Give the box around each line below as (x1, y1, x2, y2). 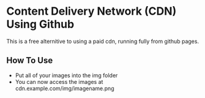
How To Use (6, 55, 53, 66)
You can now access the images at (15, 78, 103, 85)
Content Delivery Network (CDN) (6, 4, 177, 18)
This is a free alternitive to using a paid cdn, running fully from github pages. (6, 37, 199, 45)
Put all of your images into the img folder (15, 72, 118, 79)
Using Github (6, 17, 75, 31)
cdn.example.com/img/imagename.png (15, 85, 114, 92)
